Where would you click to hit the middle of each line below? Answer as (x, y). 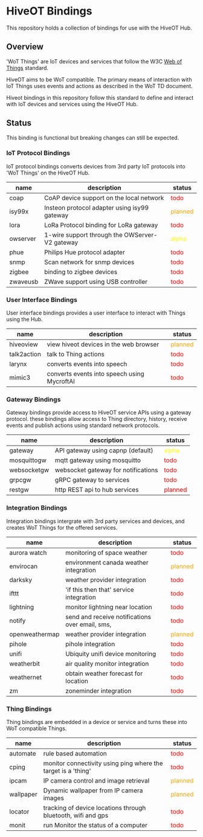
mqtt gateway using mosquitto (98, 460)
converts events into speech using (96, 374)
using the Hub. (25, 319)
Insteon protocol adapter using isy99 (97, 208)
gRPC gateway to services (92, 480)
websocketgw (29, 470)
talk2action (25, 354)
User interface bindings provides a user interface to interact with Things (96, 313)
